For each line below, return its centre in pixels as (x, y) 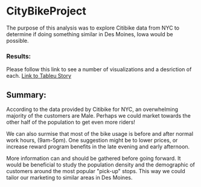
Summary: (26, 95)
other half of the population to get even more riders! (71, 122)
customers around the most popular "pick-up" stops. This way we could (96, 171)
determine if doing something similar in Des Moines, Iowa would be (90, 34)
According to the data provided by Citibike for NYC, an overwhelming (92, 109)
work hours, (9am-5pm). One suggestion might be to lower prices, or (92, 141)
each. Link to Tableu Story (39, 76)
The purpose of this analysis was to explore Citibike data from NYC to (93, 28)
